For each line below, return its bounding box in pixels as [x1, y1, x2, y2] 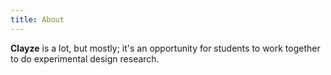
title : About [10, 14, 65, 25]
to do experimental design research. [10, 52, 160, 65]
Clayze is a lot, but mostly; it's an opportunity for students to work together [10, 42, 321, 54]
